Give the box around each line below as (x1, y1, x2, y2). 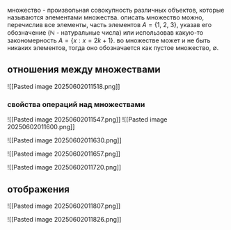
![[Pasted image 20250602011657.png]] (7, 149, 120, 158)
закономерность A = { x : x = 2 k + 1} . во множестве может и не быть (7, 36, 211, 44)
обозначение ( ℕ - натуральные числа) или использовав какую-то (7, 28, 204, 37)
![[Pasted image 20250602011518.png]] (7, 82, 120, 90)
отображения (7, 183, 70, 195)
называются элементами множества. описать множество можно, (7, 13, 204, 22)
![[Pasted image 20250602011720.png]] (7, 163, 122, 172)
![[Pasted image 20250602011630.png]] (7, 136, 122, 145)
